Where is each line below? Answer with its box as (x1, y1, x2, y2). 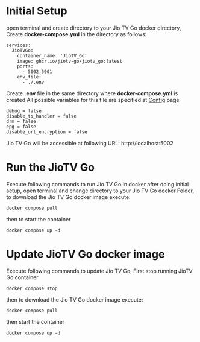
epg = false (6, 124, 36, 130)
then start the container (6, 318, 65, 325)
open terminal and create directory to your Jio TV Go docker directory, (6, 24, 182, 31)
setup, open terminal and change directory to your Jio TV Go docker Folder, (6, 187, 195, 194)
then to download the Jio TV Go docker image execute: (6, 296, 143, 303)
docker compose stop (6, 285, 58, 291)
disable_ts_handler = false (6, 113, 77, 119)
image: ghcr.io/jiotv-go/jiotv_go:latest (17, 58, 122, 64)
